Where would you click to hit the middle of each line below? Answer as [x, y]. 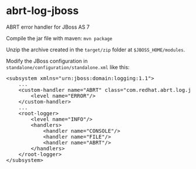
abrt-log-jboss [42, 11]
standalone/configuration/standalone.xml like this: [68, 67]
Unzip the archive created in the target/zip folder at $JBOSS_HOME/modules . [96, 49]
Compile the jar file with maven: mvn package [59, 38]
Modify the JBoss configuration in [47, 61]
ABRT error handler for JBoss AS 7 [48, 27]
